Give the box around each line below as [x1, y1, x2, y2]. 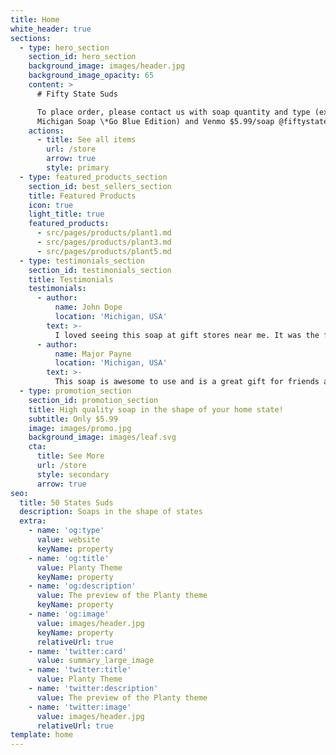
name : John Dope [54, 302, 123, 313]
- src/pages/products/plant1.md [36, 228, 172, 238]
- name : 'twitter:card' [28, 646, 128, 656]
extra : [19, 516, 47, 526]
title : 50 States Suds [19, 497, 114, 508]
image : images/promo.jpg [28, 423, 132, 433]
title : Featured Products [28, 191, 137, 201]
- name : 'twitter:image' [28, 702, 132, 712]
